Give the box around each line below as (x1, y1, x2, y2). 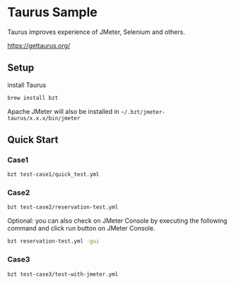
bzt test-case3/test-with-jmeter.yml (7, 270, 119, 278)
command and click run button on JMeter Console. (7, 224, 156, 233)
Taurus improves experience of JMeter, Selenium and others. (7, 28, 185, 36)
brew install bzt (7, 94, 59, 101)
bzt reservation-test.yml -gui (7, 238, 100, 245)
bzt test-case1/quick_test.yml (7, 171, 100, 178)
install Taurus (7, 81, 47, 89)
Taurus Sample (7, 4, 98, 21)
